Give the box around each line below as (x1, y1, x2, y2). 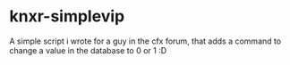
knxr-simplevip (9, 6, 125, 27)
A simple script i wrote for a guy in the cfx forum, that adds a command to (9, 36, 282, 46)
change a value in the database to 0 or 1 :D (9, 45, 167, 55)
